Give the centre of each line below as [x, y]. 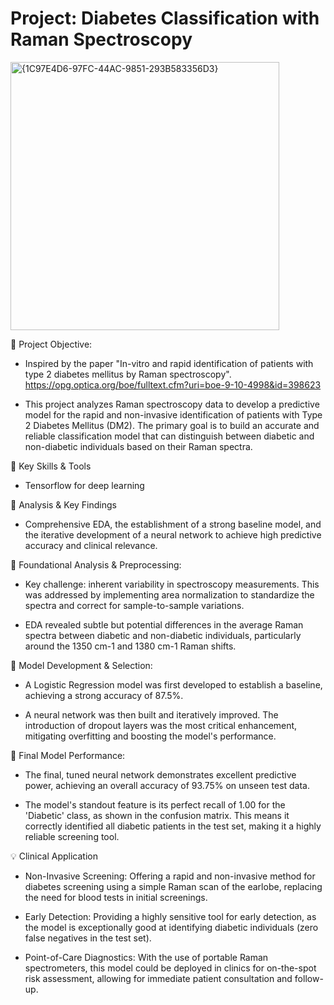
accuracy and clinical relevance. [91, 545]
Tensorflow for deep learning [84, 485]
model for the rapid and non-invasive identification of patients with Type [173, 414]
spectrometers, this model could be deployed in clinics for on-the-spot [170, 968]
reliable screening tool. [72, 836]
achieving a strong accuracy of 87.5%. [104, 695]
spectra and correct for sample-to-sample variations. [134, 605]
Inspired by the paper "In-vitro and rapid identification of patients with [169, 363]
